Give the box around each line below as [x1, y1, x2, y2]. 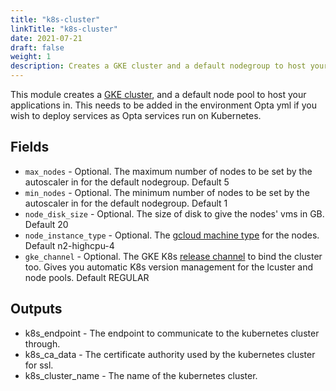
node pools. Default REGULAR [24, 271, 150, 283]
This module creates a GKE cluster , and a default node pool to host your [10, 89, 307, 100]
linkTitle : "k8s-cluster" [10, 24, 118, 34]
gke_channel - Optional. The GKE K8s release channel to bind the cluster [24, 250, 323, 262]
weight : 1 [10, 52, 52, 62]
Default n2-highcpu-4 [24, 239, 115, 251]
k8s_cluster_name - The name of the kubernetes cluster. [24, 369, 258, 381]
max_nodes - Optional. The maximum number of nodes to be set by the [24, 165, 313, 177]
